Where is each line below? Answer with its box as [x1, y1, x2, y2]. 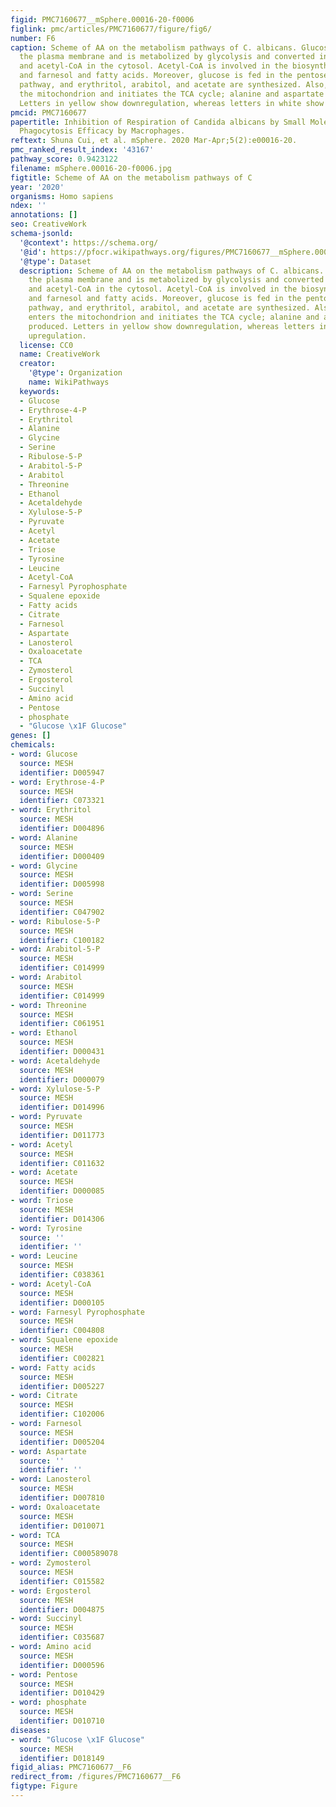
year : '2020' [10, 182, 65, 192]
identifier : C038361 [19, 1270, 105, 1280]
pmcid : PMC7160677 [10, 107, 87, 118]
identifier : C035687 [19, 1632, 105, 1643]
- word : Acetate [10, 1167, 78, 1178]
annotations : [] [10, 210, 78, 220]
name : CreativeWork [19, 349, 101, 360]
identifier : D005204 [19, 1437, 105, 1447]
